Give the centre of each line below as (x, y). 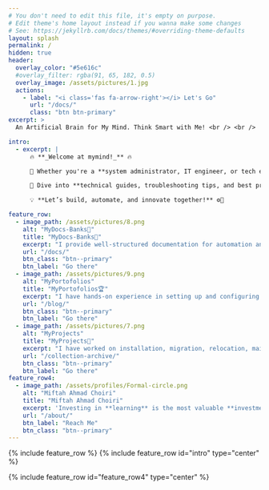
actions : (30, 90)
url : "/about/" (48, 416)
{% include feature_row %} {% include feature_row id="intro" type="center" (134, 453)
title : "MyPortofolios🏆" (66, 289)
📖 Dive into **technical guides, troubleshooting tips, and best (141, 186)
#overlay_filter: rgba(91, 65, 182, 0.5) (86, 75)
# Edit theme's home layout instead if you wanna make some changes (125, 23)
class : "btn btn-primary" (72, 113)
